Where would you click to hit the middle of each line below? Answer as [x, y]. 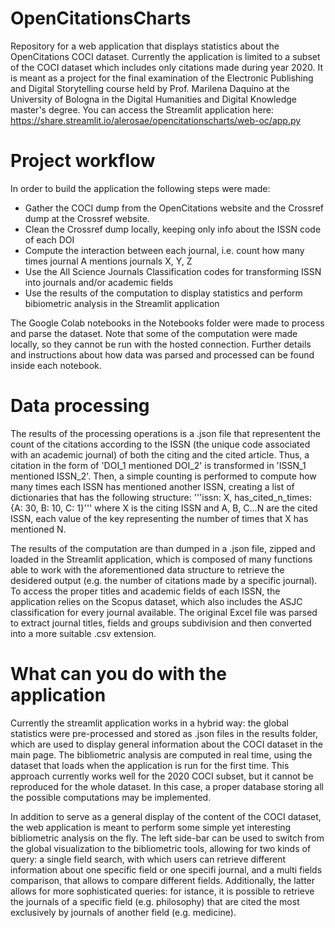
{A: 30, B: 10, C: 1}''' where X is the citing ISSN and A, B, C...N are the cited [164, 508]
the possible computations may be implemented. [111, 797]
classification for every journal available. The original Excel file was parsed [164, 612]
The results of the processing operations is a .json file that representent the [165, 433]
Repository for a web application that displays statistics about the [145, 46]
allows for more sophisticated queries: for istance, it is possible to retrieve [162, 891]
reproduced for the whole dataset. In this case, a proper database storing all [167, 786]
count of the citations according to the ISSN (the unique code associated [160, 444]
